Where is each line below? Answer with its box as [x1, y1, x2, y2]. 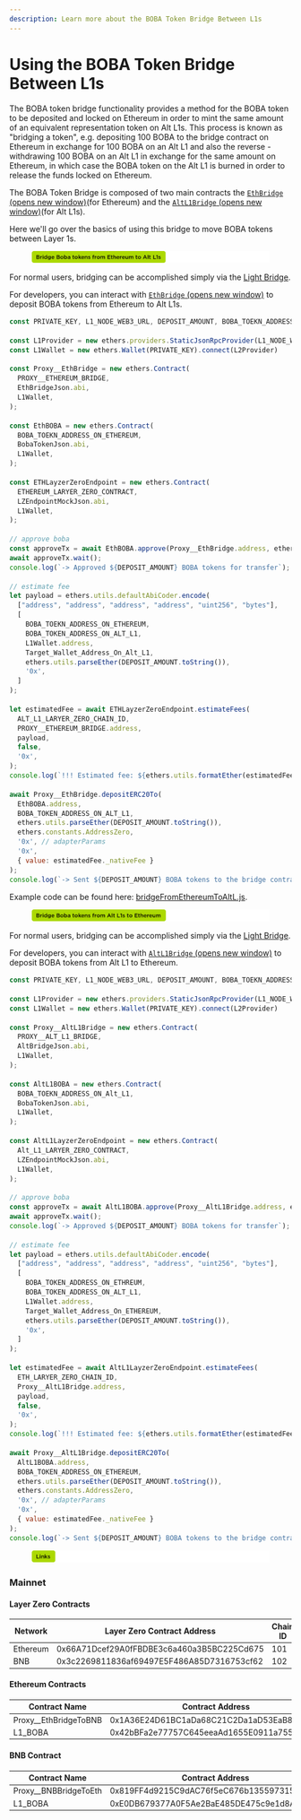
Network [14, 1625, 47, 1636]
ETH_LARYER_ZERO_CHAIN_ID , [17, 1373, 118, 1382]
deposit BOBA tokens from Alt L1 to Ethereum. [9, 958, 179, 968]
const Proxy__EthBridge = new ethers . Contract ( [9, 364, 191, 374]
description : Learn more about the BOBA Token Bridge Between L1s [9, 14, 262, 23]
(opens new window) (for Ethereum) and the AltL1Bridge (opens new [9, 196, 262, 207]
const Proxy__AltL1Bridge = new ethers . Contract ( [9, 1023, 199, 1032]
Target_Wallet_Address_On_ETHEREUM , [25, 1306, 163, 1315]
